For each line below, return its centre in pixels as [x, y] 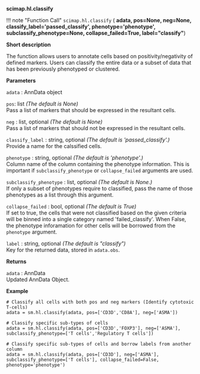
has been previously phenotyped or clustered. [63, 69]
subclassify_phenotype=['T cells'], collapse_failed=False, [83, 360]
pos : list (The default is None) [42, 104]
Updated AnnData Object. [38, 279]
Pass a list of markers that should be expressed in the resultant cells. [91, 110]
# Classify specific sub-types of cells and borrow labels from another [99, 344]
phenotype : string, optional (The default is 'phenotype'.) [75, 158]
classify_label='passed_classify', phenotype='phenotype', [81, 27]
